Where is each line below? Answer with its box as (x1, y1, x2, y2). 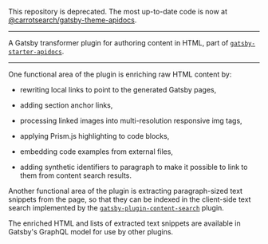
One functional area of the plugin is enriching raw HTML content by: (8, 69, 232, 79)
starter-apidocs (8, 48, 62, 56)
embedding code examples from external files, (19, 147, 174, 156)
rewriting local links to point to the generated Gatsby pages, (19, 85, 217, 94)
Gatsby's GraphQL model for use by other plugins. (8, 227, 174, 236)
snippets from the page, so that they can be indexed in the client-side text (8, 195, 251, 204)
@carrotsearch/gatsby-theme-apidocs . (8, 15, 137, 25)
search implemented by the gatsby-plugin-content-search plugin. (8, 203, 225, 212)
